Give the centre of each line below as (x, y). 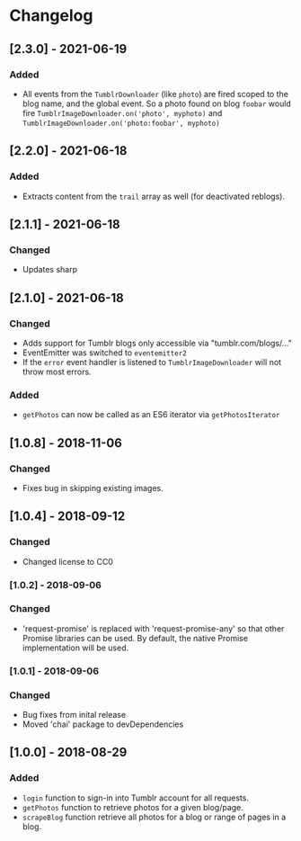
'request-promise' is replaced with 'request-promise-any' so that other (153, 628)
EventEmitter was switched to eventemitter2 (104, 353)
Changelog (51, 16)
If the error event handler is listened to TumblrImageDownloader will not (151, 362)
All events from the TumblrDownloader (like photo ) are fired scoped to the (155, 94)
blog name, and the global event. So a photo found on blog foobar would (157, 103)
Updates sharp (50, 270)
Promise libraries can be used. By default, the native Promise (135, 638)
